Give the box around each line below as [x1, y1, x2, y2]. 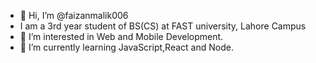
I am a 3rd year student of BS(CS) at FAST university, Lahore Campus [19, 20, 307, 32]
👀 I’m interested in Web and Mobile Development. [19, 31, 224, 42]
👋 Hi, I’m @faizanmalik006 [19, 10, 129, 21]
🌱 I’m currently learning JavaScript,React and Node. [19, 41, 234, 53]
